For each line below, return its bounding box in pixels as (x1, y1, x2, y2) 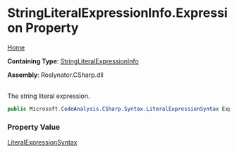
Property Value (7, 122, 61, 132)
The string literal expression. (7, 92, 90, 100)
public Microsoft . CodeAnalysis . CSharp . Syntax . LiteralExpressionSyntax (7, 105, 219, 112)
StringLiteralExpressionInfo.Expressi (7, 5, 228, 21)
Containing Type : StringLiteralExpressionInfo (7, 56, 139, 65)
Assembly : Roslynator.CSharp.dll (7, 71, 104, 79)
